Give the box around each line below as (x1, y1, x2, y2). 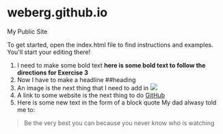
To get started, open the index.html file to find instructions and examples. (7, 40, 213, 49)
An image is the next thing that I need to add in (16, 83, 149, 92)
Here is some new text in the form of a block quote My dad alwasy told (16, 98, 217, 107)
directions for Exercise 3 (16, 68, 89, 77)
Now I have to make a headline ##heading (16, 75, 136, 83)
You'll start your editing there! (7, 48, 91, 56)
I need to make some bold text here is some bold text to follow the (16, 61, 206, 69)
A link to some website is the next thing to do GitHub (16, 91, 166, 99)
